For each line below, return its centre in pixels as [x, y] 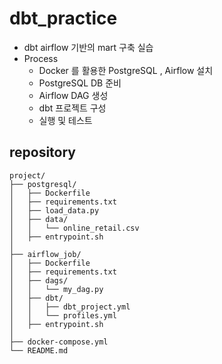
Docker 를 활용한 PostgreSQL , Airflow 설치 [126, 70]
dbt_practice [63, 18]
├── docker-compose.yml [59, 342]
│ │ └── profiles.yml [63, 315]
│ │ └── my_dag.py [56, 289]
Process [41, 58]
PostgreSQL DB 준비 [80, 83]
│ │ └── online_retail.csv [74, 228]
